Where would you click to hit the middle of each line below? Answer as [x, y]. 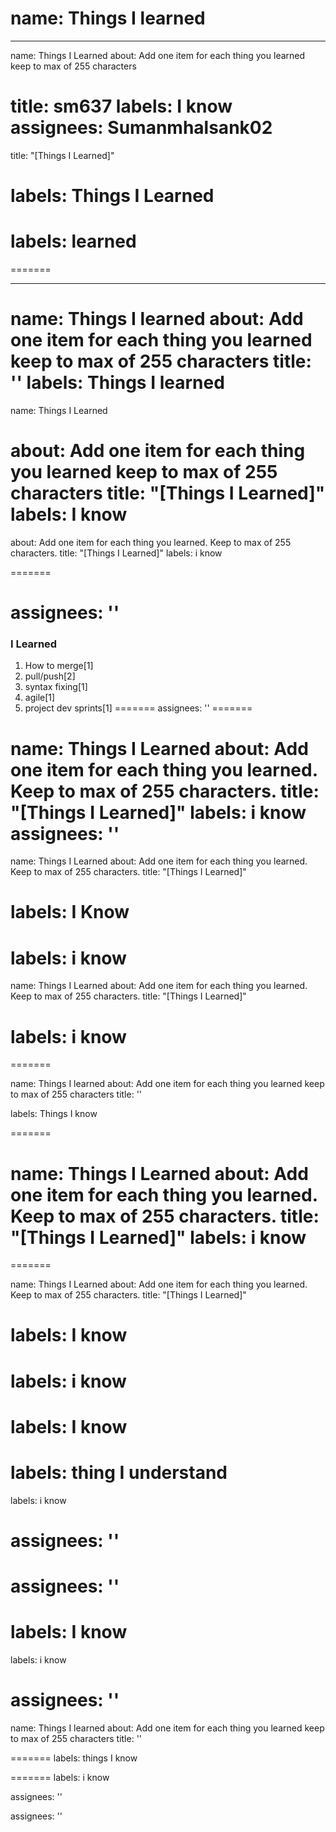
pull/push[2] [50, 676]
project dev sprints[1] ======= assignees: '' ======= [138, 708]
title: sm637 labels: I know [121, 106]
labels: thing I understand [119, 1473]
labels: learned [73, 241]
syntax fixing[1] [56, 687]
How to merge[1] [59, 666]
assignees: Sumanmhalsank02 [141, 128]
